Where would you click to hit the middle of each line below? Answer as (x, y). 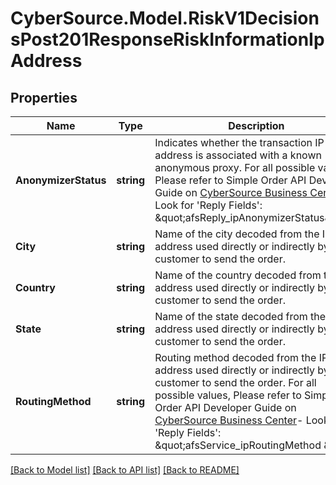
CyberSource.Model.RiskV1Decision (165, 18)
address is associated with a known (238, 155)
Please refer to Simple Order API (230, 180)
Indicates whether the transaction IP (239, 142)
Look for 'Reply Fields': (208, 205)
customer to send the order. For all (235, 382)
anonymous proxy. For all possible (235, 167)
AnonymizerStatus (61, 180)
